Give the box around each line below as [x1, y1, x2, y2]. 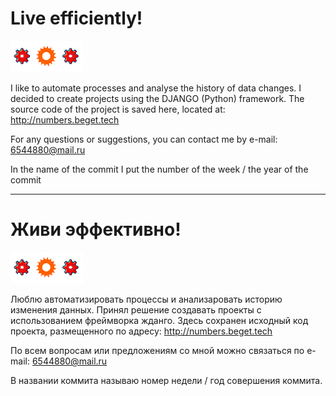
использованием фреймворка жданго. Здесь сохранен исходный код [10, 314, 309, 326]
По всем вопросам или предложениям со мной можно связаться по [10, 344, 305, 356]
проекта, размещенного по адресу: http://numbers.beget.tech [10, 325, 273, 337]
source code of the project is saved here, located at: [10, 103, 226, 115]
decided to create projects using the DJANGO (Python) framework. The [10, 92, 305, 104]
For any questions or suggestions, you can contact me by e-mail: [10, 133, 278, 145]
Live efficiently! [10, 7, 143, 30]
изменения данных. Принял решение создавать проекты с [10, 303, 262, 316]
